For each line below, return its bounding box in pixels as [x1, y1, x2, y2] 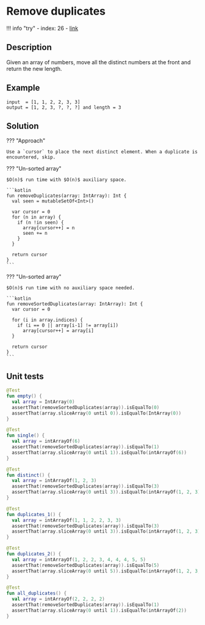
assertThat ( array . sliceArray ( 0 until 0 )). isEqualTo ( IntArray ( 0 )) [12, 410, 182, 416]
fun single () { [6, 432, 45, 438]
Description [6, 42, 52, 53]
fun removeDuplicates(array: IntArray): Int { [6, 193, 127, 199]
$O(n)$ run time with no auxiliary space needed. [6, 285, 135, 291]
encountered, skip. [6, 154, 56, 160]
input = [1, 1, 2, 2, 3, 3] [6, 99, 81, 105]
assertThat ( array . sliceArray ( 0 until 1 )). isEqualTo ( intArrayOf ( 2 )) [12, 607, 187, 613]
